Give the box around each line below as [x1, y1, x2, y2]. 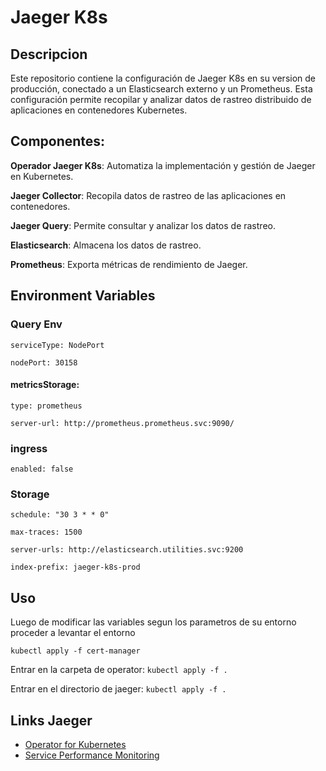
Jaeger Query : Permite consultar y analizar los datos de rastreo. [10, 219, 276, 231]
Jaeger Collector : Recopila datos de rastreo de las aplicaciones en [10, 189, 287, 201]
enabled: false [10, 464, 74, 474]
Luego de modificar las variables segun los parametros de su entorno [10, 616, 297, 628]
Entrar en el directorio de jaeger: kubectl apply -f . [10, 683, 227, 695]
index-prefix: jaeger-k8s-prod [10, 562, 141, 573]
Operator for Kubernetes [24, 738, 127, 750]
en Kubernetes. [10, 170, 74, 182]
